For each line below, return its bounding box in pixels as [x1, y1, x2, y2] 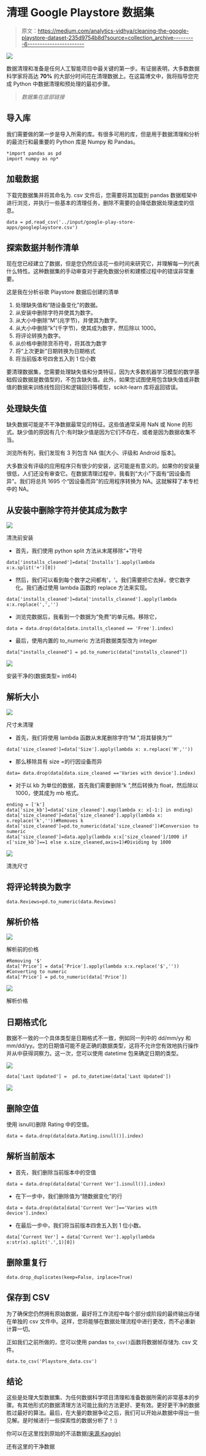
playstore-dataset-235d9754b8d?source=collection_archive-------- [21, 34, 194, 41]
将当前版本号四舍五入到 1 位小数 [15, 355, 96, 362]
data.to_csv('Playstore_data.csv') [6, 1358, 97, 1364]
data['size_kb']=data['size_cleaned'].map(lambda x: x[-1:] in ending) [6, 807, 193, 813]
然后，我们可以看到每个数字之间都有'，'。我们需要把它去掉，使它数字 [15, 576, 191, 584]
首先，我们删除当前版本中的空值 [15, 1168, 96, 1176]
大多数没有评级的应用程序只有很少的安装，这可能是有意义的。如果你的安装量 [6, 462, 200, 470]
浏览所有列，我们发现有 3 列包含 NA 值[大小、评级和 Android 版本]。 [6, 449, 180, 456]
